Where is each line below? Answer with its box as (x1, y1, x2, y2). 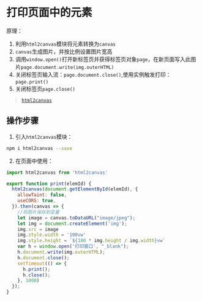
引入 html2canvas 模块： (15, 133, 73, 140)
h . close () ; (22, 272, 51, 278)
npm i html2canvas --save (6, 145, 72, 151)
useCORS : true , (17, 198, 56, 204)
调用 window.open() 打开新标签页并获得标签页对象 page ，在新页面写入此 (15, 55, 191, 63)
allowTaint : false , (17, 192, 67, 198)
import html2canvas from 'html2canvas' (6, 170, 108, 176)
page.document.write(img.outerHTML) (20, 64, 114, 71)
